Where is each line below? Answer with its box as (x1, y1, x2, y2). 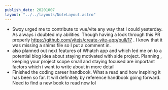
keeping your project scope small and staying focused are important (12, 58, 155, 64)
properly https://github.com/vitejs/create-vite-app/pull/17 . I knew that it (12, 36, 163, 43)
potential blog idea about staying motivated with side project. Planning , (12, 53, 162, 59)
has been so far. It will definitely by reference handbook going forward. (12, 74, 161, 80)
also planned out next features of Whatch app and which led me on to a (12, 48, 162, 54)
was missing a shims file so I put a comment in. (12, 42, 111, 48)
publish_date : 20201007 (5, 7, 55, 13)
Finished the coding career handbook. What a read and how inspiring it (12, 69, 161, 75)
